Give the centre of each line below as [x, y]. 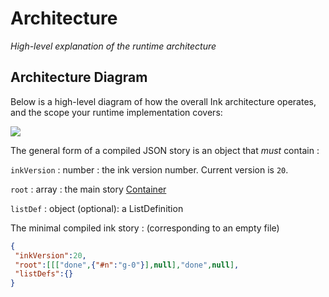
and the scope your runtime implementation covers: [116, 112]
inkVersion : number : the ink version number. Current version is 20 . [149, 169]
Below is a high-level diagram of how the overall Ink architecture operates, [163, 101]
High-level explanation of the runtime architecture [113, 46]
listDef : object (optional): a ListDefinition [97, 208]
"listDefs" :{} [44, 274]
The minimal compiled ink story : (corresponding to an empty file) [145, 228]
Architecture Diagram [79, 77]
